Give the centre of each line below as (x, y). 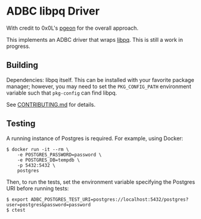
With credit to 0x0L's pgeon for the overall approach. (72, 28)
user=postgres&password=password (49, 204)
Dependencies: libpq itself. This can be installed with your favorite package (100, 79)
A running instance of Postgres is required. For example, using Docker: (95, 138)
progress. (18, 46)
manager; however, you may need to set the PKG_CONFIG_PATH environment (99, 86)
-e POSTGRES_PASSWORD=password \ (60, 155)
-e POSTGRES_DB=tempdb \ (49, 160)
